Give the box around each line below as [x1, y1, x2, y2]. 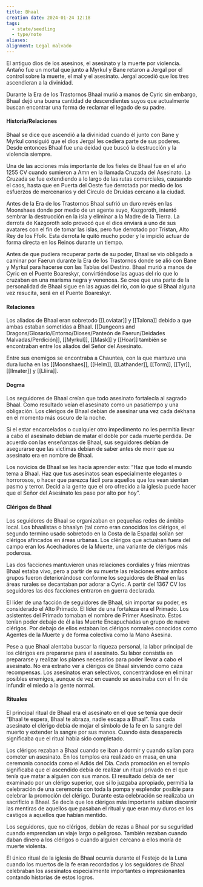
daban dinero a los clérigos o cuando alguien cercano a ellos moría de [6, 836, 182, 843]
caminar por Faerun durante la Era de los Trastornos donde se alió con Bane [6, 257, 197, 265]
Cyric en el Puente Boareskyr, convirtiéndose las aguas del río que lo [6, 270, 179, 277]
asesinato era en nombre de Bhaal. [6, 451, 93, 459]
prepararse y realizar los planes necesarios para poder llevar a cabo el [6, 655, 183, 663]
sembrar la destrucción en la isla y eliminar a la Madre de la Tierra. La [6, 213, 180, 220]
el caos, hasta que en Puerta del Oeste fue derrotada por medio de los [6, 182, 182, 189]
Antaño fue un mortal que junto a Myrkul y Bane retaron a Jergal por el [6, 66, 183, 73]
